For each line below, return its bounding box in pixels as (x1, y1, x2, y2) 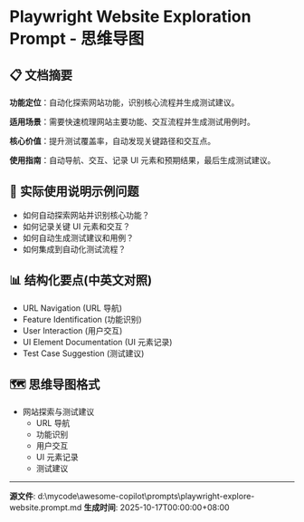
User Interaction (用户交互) (22, 324, 123, 336)
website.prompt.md (9, 502, 82, 513)
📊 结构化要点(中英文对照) (9, 273, 152, 288)
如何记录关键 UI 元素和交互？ (22, 220, 131, 232)
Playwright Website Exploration (9, 6, 252, 27)
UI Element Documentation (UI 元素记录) (22, 336, 173, 347)
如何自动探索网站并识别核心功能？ (22, 209, 150, 220)
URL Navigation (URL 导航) (22, 302, 123, 314)
